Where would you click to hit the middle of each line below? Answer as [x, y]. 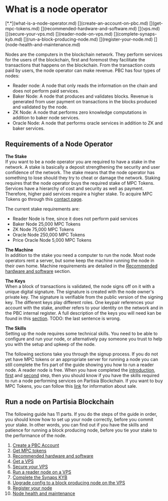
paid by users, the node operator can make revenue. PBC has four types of [83, 70]
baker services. [28, 128]
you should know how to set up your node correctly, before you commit [79, 419]
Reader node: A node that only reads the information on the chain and [85, 85]
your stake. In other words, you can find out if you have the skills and [77, 424]
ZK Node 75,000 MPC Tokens [43, 229]
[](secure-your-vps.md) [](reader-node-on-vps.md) [59, 34]
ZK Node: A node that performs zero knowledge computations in [79, 112]
